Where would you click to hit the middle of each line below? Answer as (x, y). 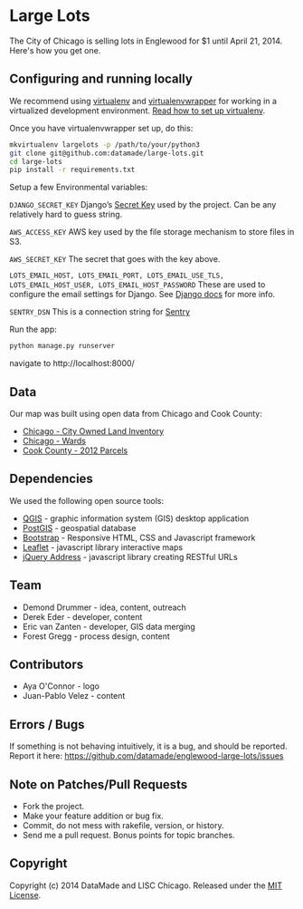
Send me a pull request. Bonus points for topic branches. (128, 835)
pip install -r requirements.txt (72, 170)
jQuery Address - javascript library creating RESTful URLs (130, 556)
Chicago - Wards (54, 440)
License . (25, 894)
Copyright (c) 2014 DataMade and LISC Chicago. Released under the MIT (146, 885)
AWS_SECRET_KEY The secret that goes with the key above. (115, 259)
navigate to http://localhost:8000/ (72, 363)
